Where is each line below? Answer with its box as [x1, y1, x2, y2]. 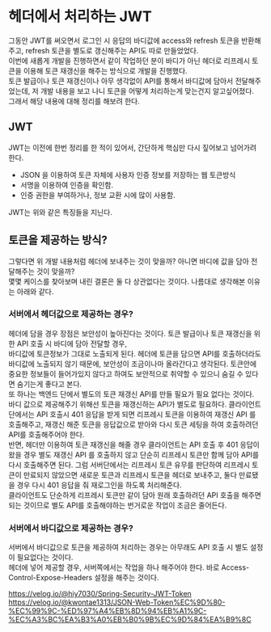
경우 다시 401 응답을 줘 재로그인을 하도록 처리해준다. [16, 480, 182, 490]
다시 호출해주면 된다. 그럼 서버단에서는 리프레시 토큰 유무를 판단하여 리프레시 [8, 460, 251, 470]
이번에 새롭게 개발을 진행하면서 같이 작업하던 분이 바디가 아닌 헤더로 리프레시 [8, 56, 251, 65]
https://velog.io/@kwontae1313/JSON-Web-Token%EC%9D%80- [8, 597, 226, 607]
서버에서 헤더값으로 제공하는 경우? [8, 309, 133, 320]
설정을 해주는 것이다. [94, 573, 159, 583]
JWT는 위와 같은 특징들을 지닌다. [8, 207, 113, 217]
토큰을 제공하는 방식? [8, 234, 108, 247]
